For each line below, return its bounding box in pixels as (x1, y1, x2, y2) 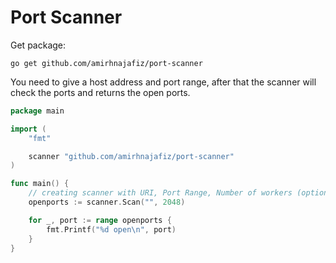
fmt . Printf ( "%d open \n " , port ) (46, 224, 177, 235)
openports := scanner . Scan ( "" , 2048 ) (28, 197, 186, 208)
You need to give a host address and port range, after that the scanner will (10, 76, 317, 88)
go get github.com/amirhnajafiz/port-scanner (10, 58, 203, 68)
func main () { (10, 179, 70, 189)
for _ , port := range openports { (28, 215, 172, 225)
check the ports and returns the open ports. (10, 86, 191, 98)
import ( (10, 124, 47, 134)
